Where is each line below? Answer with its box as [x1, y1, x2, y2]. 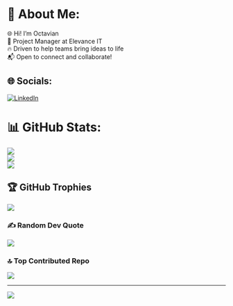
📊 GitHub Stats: [7, 119, 102, 135]
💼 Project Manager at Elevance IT [7, 37, 103, 45]
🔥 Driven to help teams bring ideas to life [7, 44, 124, 53]
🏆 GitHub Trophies [7, 182, 92, 194]
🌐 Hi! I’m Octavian [7, 29, 59, 37]
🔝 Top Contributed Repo [7, 256, 90, 266]
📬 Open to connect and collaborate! [7, 52, 112, 61]
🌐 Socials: [7, 76, 53, 87]
